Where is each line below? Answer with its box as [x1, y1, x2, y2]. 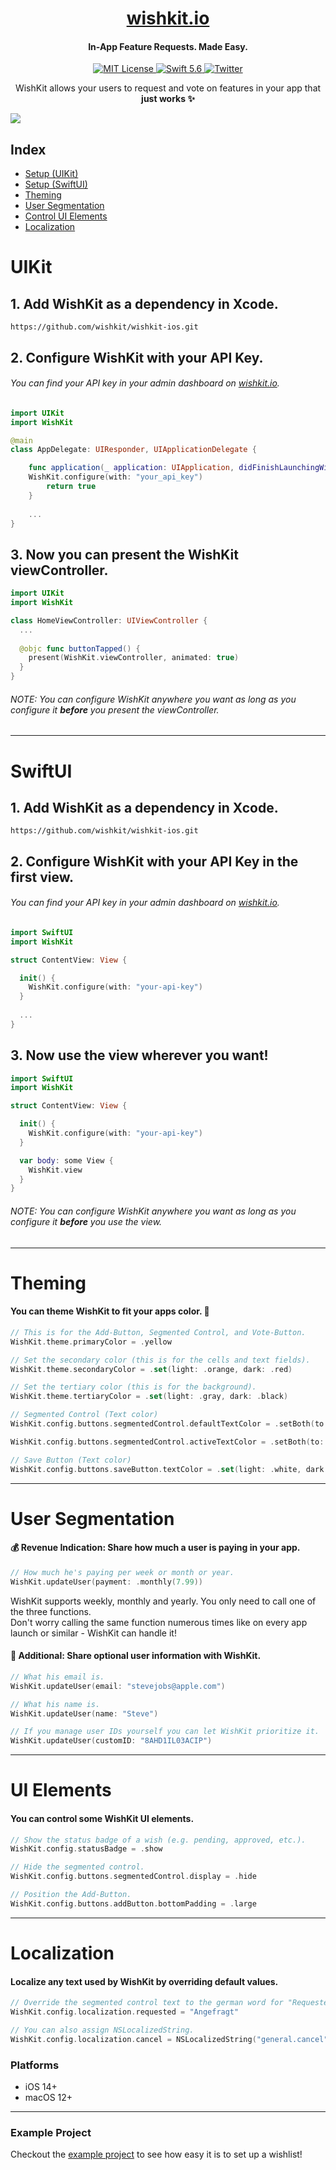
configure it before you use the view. [10, 1215, 163, 1227]
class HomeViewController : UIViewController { [10, 615, 208, 626]
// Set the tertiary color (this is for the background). [10, 1382, 257, 1392]
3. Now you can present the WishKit [10, 546, 239, 563]
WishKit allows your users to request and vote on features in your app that [14, 82, 322, 94]
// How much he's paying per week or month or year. [10, 1567, 235, 1577]
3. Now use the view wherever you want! [10, 1047, 269, 1064]
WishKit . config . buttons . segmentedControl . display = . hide [10, 1872, 257, 1882]
